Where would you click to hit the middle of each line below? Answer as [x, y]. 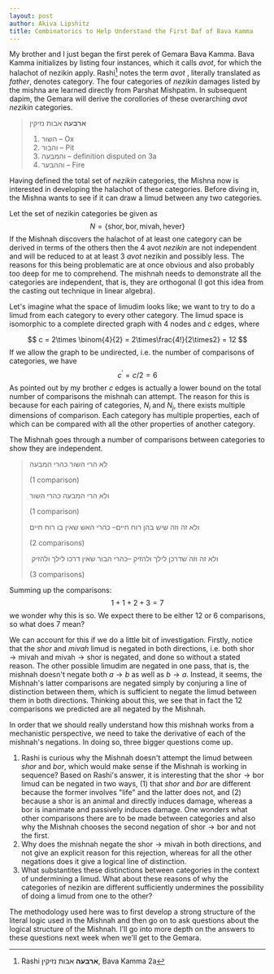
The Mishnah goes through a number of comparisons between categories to [137, 440]
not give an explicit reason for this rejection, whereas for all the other [136, 853]
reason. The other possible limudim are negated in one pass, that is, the [129, 666]
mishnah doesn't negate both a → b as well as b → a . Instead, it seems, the [136, 675]
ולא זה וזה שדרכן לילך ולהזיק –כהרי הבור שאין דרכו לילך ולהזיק [125, 559]
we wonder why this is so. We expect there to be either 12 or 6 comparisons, [137, 615]
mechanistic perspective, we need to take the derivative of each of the [128, 733]
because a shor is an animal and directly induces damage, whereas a [137, 801]
